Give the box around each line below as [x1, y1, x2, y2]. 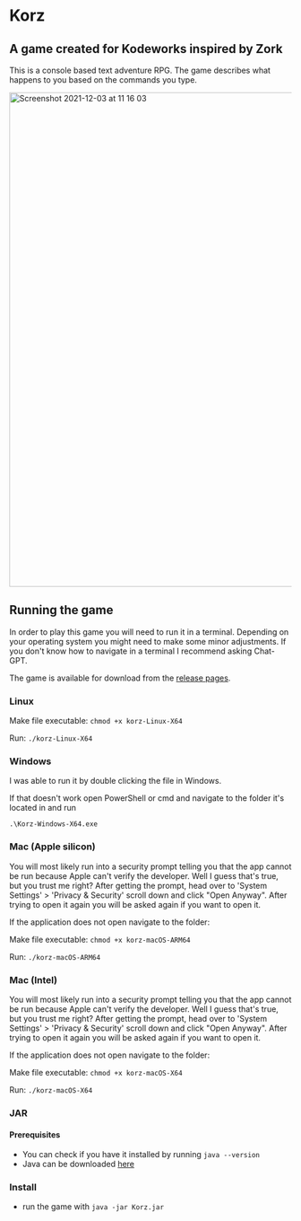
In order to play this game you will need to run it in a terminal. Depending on [9, 626, 289, 637]
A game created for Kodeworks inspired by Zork [9, 41, 284, 57]
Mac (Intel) [9, 973, 58, 986]
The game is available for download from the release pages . [9, 672, 231, 683]
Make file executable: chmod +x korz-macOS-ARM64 [9, 934, 191, 944]
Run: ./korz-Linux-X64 [9, 733, 93, 743]
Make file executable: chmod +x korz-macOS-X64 [9, 1067, 183, 1077]
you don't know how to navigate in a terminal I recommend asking [9, 646, 253, 656]
